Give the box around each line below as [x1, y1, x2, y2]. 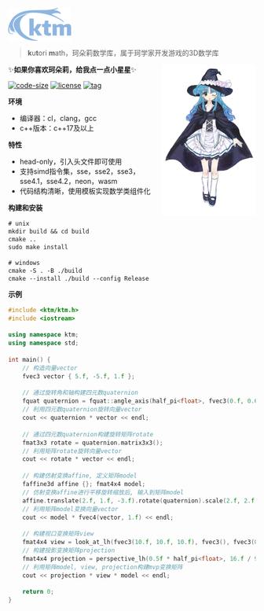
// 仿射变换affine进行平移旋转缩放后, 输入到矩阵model [22, 488, 185, 496]
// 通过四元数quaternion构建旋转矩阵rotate [22, 430, 154, 438]
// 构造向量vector [22, 364, 78, 372]
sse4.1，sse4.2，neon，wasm [19, 176, 118, 186]
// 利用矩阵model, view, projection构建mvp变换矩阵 [22, 563, 183, 571]
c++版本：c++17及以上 [19, 123, 94, 133]
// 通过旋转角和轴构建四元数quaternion [22, 389, 139, 397]
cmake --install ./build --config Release [8, 274, 149, 282]
